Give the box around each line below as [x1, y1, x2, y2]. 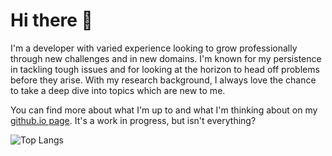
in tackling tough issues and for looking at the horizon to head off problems [10, 63, 320, 75]
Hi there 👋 [10, 9, 93, 32]
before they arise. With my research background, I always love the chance [10, 74, 317, 86]
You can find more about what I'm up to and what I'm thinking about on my [10, 104, 318, 116]
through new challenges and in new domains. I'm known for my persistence [10, 52, 322, 64]
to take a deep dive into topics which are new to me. [10, 84, 226, 96]
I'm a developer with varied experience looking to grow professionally [10, 42, 298, 54]
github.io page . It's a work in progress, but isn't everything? [10, 114, 257, 126]
